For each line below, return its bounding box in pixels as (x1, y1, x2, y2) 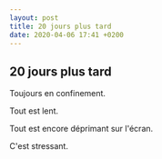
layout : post (9, 13, 59, 23)
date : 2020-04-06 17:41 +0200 (9, 30, 125, 39)
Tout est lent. (9, 105, 59, 116)
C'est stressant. (9, 141, 68, 152)
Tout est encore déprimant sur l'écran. (9, 124, 154, 134)
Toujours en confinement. (9, 88, 106, 99)
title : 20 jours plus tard (9, 22, 112, 31)
